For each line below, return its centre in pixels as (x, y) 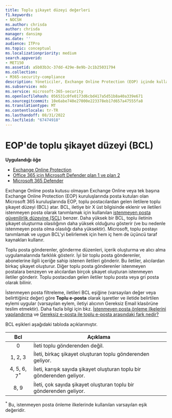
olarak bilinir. (19, 282)
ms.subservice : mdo (26, 86)
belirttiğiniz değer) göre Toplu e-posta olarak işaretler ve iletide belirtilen (82, 298)
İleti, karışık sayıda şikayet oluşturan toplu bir (87, 369)
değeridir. (15, 410)
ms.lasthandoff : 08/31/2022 (35, 115)
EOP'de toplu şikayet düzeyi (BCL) (79, 145)
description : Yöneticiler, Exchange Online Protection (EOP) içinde (80, 82)
